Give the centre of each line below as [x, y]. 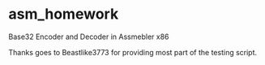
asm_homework [64, 14]
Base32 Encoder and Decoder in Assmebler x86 [89, 37]
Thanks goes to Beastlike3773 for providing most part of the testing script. [133, 52]
